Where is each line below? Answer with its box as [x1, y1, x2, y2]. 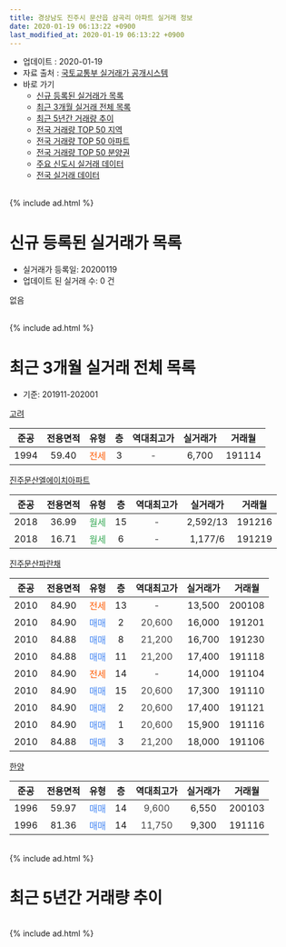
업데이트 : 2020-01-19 [22, 56, 103, 67]
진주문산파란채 [9, 558, 62, 569]
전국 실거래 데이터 [35, 170, 100, 181]
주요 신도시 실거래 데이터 [35, 158, 124, 169]
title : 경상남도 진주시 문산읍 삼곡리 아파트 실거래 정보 [9, 13, 193, 23]
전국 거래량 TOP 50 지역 [35, 125, 123, 135]
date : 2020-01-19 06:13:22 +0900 [9, 22, 136, 31]
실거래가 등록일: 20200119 [22, 264, 118, 275]
